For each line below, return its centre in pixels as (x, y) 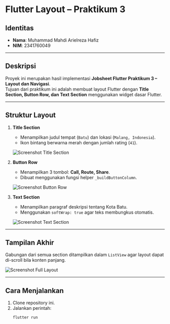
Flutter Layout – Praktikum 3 (65, 9)
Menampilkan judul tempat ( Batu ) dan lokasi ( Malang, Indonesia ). (88, 137)
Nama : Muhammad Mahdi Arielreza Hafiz (56, 40)
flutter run (25, 317)
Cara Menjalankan (35, 290)
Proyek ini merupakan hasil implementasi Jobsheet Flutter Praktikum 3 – (81, 78)
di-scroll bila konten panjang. (35, 260)
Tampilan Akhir (30, 243)
